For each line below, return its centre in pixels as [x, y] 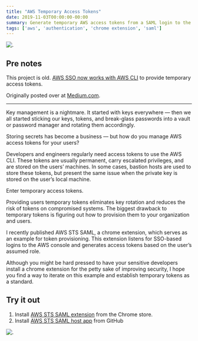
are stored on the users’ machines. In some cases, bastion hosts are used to [99, 167]
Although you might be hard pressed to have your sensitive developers [92, 263]
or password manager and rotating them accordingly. [71, 125]
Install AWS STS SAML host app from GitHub [69, 320]
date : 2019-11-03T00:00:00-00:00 [47, 17]
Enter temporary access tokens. [45, 191]
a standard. [20, 282]
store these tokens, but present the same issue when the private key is [92, 173]
